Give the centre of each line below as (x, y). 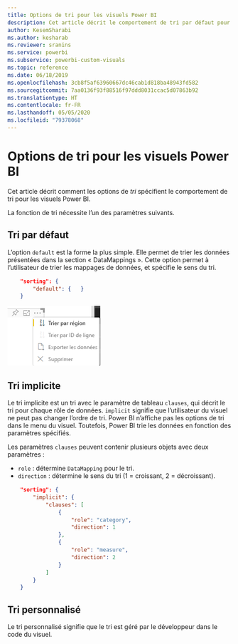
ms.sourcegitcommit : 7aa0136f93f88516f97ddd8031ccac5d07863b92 (103, 90)
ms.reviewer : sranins (39, 45)
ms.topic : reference (38, 68)
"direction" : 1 (93, 527)
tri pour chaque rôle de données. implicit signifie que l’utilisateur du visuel (118, 410)
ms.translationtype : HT (43, 98)
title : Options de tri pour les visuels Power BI (82, 15)
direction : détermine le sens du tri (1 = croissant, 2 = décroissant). (116, 476)
